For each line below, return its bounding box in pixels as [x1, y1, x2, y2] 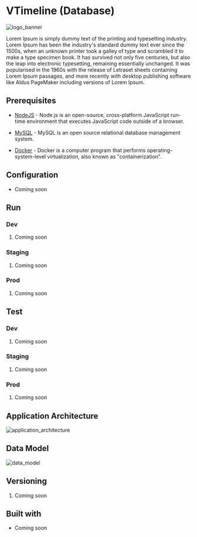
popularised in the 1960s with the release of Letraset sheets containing [6, 66, 178, 73]
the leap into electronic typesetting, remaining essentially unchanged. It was [6, 60, 191, 67]
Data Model [6, 443, 49, 453]
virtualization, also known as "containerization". [47, 153, 162, 160]
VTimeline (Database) [6, 4, 115, 18]
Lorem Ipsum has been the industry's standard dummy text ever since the [6, 41, 185, 48]
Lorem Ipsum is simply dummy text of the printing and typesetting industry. [6, 35, 188, 42]
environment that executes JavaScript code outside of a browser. [26, 118, 185, 125]
